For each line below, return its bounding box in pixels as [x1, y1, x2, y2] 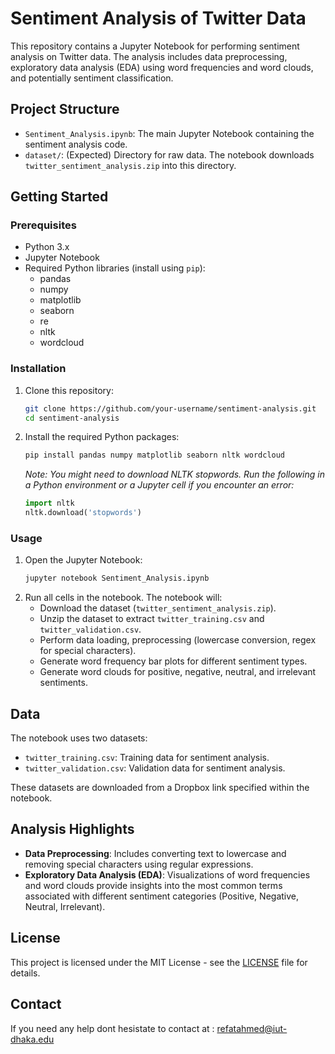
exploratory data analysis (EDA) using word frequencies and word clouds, [10, 61, 314, 73]
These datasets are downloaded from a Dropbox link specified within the [10, 782, 310, 794]
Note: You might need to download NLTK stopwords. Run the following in [24, 468, 325, 481]
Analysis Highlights [10, 821, 135, 838]
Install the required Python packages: [24, 431, 180, 443]
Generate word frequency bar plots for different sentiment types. [39, 655, 308, 667]
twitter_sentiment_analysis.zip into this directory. [24, 159, 237, 171]
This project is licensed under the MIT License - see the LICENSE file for [10, 956, 308, 968]
